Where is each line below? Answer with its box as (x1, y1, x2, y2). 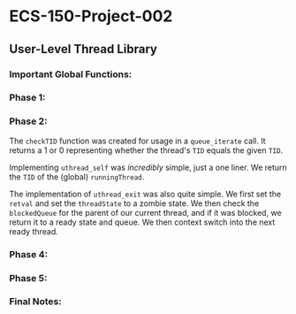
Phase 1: (9, 91, 46, 103)
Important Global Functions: (9, 68, 133, 80)
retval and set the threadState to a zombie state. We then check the (9, 197, 260, 209)
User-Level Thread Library (9, 42, 157, 57)
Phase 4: (9, 248, 49, 260)
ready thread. (9, 226, 59, 236)
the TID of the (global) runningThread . (9, 171, 145, 182)
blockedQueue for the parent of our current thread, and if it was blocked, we (9, 207, 282, 218)
